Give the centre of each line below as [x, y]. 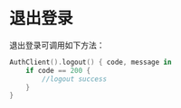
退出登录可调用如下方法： [57, 45]
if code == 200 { [58, 70]
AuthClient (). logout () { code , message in [90, 62]
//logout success [74, 79]
